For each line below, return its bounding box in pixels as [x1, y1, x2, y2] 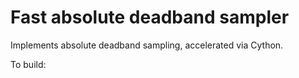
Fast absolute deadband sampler [10, 6, 290, 29]
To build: [10, 58, 47, 70]
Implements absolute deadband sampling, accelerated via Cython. [10, 39, 284, 51]
